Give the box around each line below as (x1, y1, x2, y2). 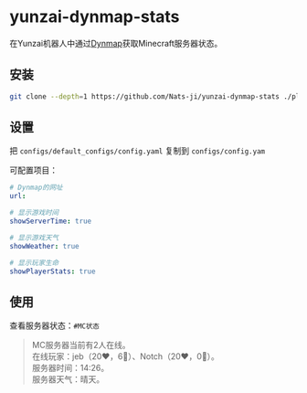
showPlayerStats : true (9, 267, 96, 276)
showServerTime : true (9, 217, 92, 226)
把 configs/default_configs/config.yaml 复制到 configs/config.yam (9, 145, 266, 156)
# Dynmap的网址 (9, 183, 63, 193)
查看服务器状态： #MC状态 (9, 320, 101, 331)
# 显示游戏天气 (9, 233, 59, 242)
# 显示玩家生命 (9, 258, 59, 267)
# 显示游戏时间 (9, 208, 59, 218)
